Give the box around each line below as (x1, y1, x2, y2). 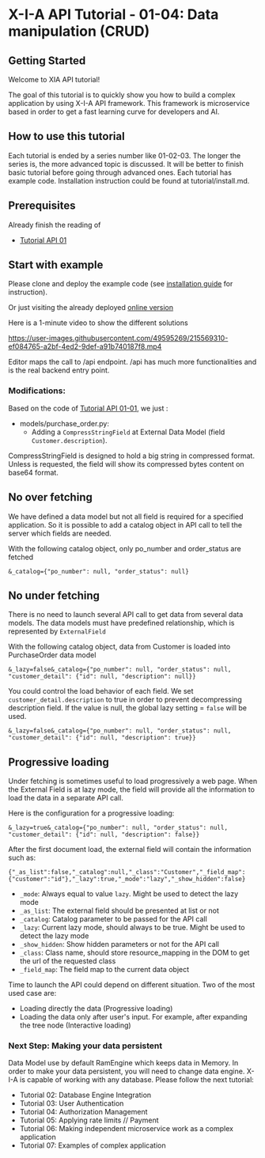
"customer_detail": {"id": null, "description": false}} (8, 831, 200, 839)
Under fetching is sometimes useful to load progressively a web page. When (8, 777, 258, 786)
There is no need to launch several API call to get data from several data (8, 610, 244, 619)
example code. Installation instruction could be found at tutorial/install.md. (8, 176, 250, 185)
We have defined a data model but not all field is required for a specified (8, 512, 244, 521)
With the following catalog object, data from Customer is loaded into (8, 642, 231, 652)
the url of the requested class (19, 956, 116, 966)
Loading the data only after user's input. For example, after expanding (19, 1012, 248, 1022)
